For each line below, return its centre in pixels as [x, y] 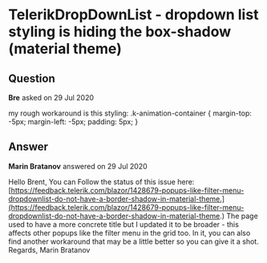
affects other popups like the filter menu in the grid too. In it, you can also [129, 233]
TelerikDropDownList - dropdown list [133, 15]
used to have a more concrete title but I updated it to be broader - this [123, 224]
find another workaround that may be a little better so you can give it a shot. [133, 241]
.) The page [239, 216]
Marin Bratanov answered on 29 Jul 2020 [78, 166]
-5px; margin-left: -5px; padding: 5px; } [73, 121]
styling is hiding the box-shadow [119, 32]
